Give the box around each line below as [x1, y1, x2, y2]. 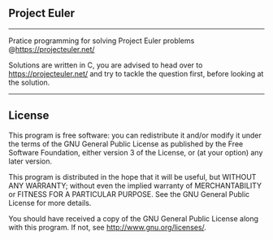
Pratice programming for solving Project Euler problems [8, 36, 195, 46]
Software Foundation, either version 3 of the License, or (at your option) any [8, 147, 263, 157]
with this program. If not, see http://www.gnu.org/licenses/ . [8, 222, 207, 232]
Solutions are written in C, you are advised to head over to [8, 60, 203, 70]
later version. [8, 156, 53, 166]
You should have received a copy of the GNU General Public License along [8, 213, 258, 223]
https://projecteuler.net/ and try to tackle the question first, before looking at [8, 68, 264, 78]
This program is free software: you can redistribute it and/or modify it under [8, 130, 262, 140]
